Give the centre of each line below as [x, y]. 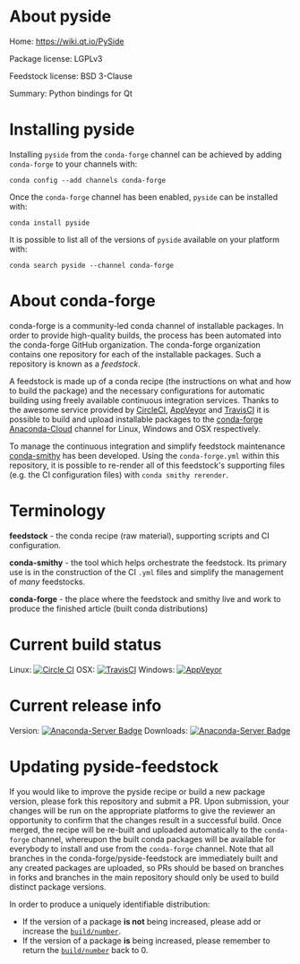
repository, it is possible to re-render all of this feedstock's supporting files [147, 465]
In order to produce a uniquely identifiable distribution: [110, 904]
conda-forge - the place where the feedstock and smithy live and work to [145, 598]
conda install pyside [50, 223]
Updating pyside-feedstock [114, 766]
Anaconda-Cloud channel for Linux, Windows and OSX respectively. [135, 428]
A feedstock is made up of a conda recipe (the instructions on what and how [150, 381]
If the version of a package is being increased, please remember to [146, 940]
